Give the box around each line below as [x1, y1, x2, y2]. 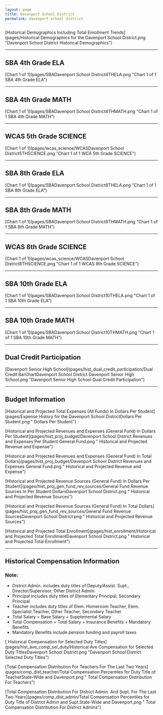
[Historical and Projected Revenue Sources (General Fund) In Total [5, 503, 138, 509]
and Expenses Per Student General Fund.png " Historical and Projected [5, 438, 147, 444]
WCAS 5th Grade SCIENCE [5, 132, 87, 140]
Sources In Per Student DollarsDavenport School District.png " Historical [5, 488, 150, 494]
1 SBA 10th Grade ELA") [5, 298, 52, 304]
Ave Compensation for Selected [89, 644, 153, 650]
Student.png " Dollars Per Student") [5, 418, 77, 424]
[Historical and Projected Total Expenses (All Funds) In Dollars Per [5, 408, 137, 414]
